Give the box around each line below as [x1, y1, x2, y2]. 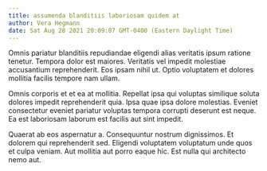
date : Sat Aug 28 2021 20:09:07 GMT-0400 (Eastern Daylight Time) [8, 26, 234, 34]
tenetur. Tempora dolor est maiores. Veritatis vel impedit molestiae [8, 56, 226, 66]
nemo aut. [8, 155, 41, 165]
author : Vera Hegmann [8, 19, 80, 27]
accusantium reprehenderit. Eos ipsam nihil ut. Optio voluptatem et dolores [8, 65, 254, 75]
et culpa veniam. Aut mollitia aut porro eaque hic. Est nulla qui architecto [8, 146, 246, 156]
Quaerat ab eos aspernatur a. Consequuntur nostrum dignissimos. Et [8, 130, 234, 139]
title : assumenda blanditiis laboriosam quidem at [8, 11, 180, 20]
